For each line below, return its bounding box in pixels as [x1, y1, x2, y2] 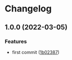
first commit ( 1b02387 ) [12, 49, 60, 55]
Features [5, 38, 27, 45]
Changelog [5, 3, 52, 14]
